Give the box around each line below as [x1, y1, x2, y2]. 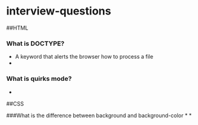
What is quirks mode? [6, 74, 72, 83]
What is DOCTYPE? [6, 39, 65, 48]
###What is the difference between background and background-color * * [6, 112, 192, 119]
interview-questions [6, 4, 111, 18]
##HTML [6, 24, 28, 31]
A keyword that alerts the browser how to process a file [15, 53, 153, 60]
